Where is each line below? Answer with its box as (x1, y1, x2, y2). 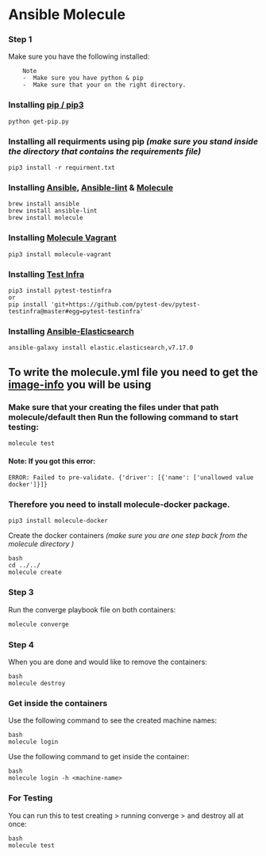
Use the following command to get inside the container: (8, 752, 190, 762)
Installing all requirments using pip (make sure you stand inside (8, 136, 259, 147)
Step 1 (8, 34, 33, 45)
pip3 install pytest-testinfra (8, 286, 112, 294)
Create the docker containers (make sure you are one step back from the (8, 531, 248, 540)
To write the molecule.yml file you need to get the (8, 365, 259, 378)
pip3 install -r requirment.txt (8, 164, 115, 172)
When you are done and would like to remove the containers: (8, 657, 208, 666)
